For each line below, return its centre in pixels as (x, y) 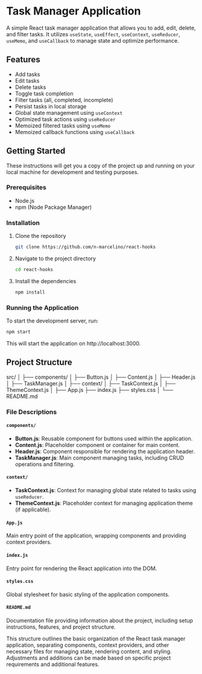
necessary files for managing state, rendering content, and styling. (89, 651)
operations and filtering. (45, 464)
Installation (23, 223)
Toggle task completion (44, 93)
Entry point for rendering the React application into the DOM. (82, 568)
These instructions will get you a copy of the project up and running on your (100, 165)
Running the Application (43, 307)
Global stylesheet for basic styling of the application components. (88, 594)
